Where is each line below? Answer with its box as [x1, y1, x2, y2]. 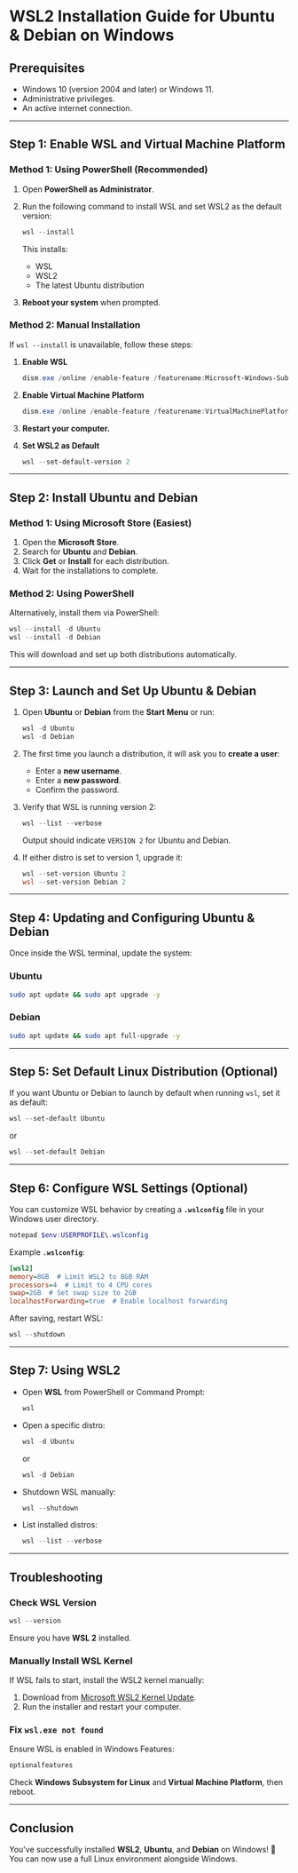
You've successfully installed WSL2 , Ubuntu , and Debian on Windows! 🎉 [9, 1845, 277, 1855]
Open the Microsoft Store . [21, 537, 120, 548]
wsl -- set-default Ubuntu [9, 1115, 105, 1123]
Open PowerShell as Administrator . [21, 184, 154, 194]
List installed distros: [21, 1520, 98, 1530]
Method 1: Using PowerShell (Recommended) [9, 163, 208, 176]
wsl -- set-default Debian [9, 1147, 105, 1156]
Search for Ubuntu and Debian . [21, 546, 138, 557]
